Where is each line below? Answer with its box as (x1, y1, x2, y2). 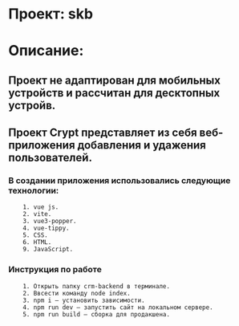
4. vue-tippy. (22, 224, 70, 233)
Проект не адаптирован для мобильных (8, 73, 221, 87)
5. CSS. (22, 231, 48, 239)
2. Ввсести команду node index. (22, 289, 131, 297)
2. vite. (22, 210, 52, 218)
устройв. (8, 98, 56, 112)
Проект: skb (8, 5, 94, 23)
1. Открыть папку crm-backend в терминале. (22, 282, 171, 290)
